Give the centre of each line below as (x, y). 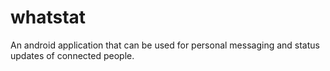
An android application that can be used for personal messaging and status (165, 45)
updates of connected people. (72, 55)
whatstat (48, 17)
